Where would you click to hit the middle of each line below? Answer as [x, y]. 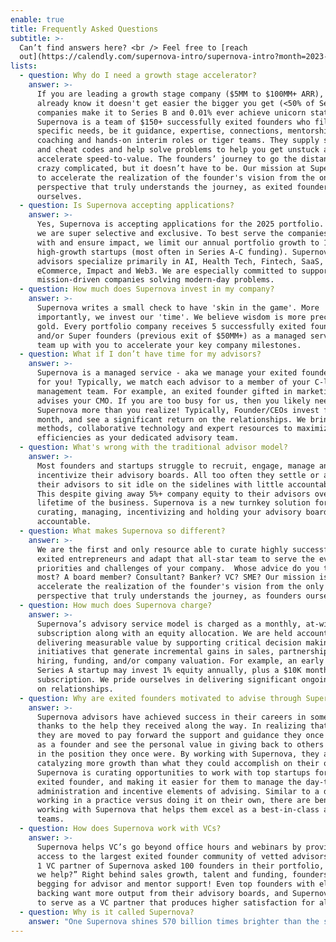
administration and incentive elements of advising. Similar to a [178, 791]
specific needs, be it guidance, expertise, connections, [160, 131]
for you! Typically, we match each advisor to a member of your [173, 382]
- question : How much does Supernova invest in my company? [147, 289]
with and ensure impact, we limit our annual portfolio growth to [178, 242]
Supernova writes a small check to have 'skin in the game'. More [178, 308]
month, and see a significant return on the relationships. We [171, 419]
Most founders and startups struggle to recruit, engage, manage [175, 466]
